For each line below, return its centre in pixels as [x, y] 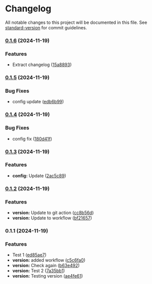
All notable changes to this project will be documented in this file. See [76, 22]
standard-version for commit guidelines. [46, 27]
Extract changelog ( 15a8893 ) [42, 65]
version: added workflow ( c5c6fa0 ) [49, 260]
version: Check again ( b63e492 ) [46, 266]
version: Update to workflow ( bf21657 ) [52, 218]
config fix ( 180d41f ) [32, 139]
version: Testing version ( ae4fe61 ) [48, 276]
